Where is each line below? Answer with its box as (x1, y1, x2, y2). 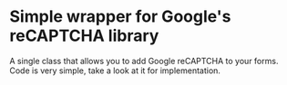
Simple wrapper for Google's (9, 6, 231, 27)
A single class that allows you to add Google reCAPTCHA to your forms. (9, 55, 279, 66)
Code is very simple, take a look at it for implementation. (9, 65, 221, 76)
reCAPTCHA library (9, 25, 159, 46)
